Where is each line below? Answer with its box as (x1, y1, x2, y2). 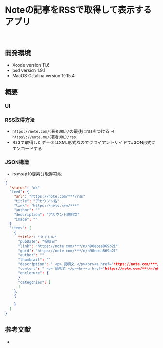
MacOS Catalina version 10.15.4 (12, 72, 75, 78)
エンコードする (12, 146, 42, 152)
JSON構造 (5, 159, 29, 166)
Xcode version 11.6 (12, 62, 50, 68)
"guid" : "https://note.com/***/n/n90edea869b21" (17, 248, 118, 253)
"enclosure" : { (17, 271, 49, 276)
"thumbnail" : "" (17, 257, 51, 262)
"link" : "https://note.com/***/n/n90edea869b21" (17, 243, 118, 249)
